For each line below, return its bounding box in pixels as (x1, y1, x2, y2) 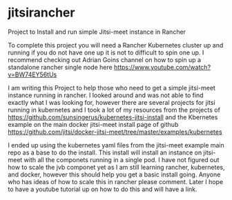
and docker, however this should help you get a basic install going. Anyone (8, 170, 221, 179)
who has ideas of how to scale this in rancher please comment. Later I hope (8, 177, 224, 186)
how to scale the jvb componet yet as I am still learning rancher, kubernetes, (8, 163, 225, 171)
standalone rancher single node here (8, 63, 113, 71)
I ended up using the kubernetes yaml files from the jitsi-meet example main (8, 141, 225, 149)
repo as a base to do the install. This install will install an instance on (8, 148, 202, 157)
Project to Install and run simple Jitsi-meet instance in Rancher (8, 28, 186, 36)
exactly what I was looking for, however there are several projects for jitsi (8, 98, 216, 106)
